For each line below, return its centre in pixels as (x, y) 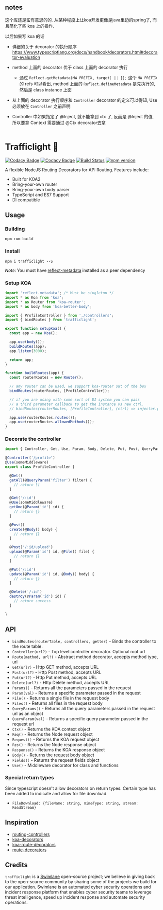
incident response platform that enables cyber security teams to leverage (78, 892)
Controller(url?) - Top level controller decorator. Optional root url (78, 651)
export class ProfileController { (40, 467)
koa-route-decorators (34, 844)
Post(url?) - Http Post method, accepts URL (57, 672)
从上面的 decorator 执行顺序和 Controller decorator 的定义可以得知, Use (85, 100)
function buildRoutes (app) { (34, 373)
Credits (16, 865)
